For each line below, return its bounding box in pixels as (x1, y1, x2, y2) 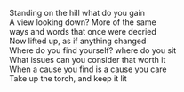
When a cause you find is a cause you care (9, 64, 167, 74)
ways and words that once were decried (9, 27, 157, 36)
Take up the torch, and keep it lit (9, 73, 127, 83)
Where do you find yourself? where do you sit (9, 45, 177, 56)
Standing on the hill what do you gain (9, 8, 145, 18)
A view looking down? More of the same (9, 17, 157, 27)
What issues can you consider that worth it (9, 55, 166, 65)
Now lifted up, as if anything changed (9, 35, 147, 46)
